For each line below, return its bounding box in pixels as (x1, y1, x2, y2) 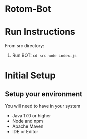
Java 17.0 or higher (12, 113, 51, 119)
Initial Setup (5, 70, 56, 81)
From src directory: (5, 43, 45, 49)
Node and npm (12, 118, 43, 124)
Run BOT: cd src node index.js (12, 52, 77, 58)
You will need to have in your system (5, 103, 81, 109)
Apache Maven (12, 123, 44, 129)
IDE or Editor (12, 129, 39, 135)
